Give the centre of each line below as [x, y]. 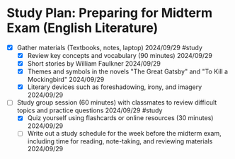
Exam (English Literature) [82, 28]
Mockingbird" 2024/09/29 [66, 80]
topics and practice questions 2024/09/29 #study [90, 110]
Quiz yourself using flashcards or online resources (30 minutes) [120, 118]
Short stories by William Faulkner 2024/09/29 [94, 64]
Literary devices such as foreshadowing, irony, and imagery [115, 87]
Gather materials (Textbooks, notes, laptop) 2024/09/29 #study [110, 47]
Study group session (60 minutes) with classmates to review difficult [117, 102]
